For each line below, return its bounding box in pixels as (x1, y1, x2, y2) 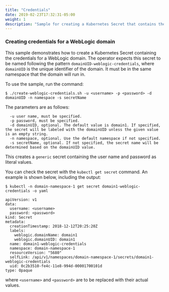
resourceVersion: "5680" (10, 250, 62, 255)
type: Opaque (5, 268, 33, 273)
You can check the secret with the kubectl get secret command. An (5, 169, 148, 175)
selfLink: (10, 255, 30, 260)
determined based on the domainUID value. (5, 144, 96, 150)
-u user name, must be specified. (10, 114, 82, 119)
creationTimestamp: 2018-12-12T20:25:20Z (10, 223, 98, 229)
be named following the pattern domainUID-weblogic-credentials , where (5, 60, 154, 66)
